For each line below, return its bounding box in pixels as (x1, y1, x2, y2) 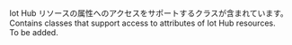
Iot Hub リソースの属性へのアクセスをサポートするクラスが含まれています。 (9, 8, 289, 19)
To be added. (9, 27, 58, 37)
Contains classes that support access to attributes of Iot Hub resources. (9, 18, 276, 28)
